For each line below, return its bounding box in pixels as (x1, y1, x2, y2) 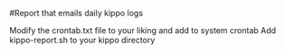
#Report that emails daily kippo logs (9, 8, 143, 18)
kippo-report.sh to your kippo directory (9, 35, 156, 45)
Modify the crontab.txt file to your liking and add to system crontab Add (9, 25, 277, 35)
